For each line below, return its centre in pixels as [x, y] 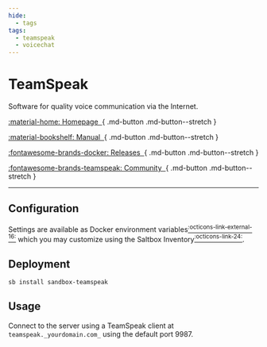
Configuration [44, 208]
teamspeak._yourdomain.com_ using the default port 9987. [101, 334]
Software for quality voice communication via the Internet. [103, 106]
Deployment [39, 264]
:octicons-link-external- [220, 227]
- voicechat [35, 45]
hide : [17, 15]
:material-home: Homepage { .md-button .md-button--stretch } [112, 122]
